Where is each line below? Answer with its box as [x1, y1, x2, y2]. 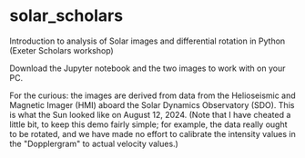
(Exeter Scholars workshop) [9, 44, 114, 55]
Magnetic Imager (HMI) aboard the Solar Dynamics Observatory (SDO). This [9, 99, 295, 110]
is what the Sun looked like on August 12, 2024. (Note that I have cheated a [9, 109, 291, 120]
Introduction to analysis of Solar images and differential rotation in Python [9, 35, 286, 46]
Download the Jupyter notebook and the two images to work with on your [9, 63, 286, 74]
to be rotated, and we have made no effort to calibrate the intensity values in [9, 128, 296, 139]
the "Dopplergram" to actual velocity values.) [9, 138, 179, 149]
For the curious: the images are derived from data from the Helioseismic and [9, 90, 296, 101]
